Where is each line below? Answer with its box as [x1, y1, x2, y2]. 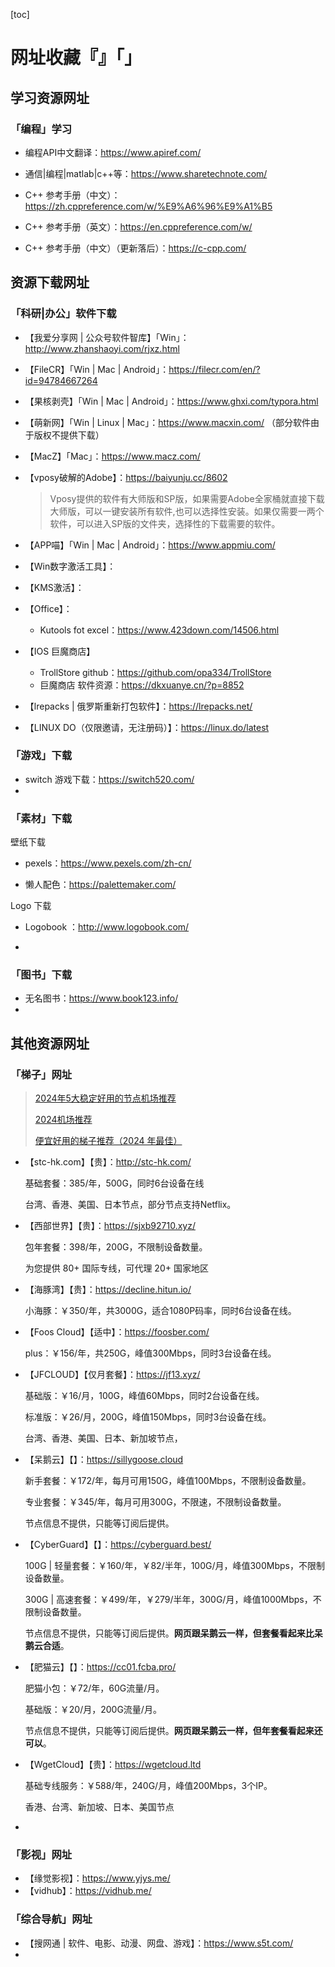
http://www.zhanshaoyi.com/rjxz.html [24, 342, 180, 354]
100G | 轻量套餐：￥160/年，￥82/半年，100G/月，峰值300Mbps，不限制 [24, 1560, 325, 1572]
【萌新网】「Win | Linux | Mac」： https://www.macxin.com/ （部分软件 [24, 416, 312, 428]
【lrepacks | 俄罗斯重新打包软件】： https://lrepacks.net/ [24, 700, 253, 712]
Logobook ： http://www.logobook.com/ [24, 921, 190, 933]
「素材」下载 [10, 811, 73, 825]
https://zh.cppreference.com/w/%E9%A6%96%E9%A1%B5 [24, 200, 273, 212]
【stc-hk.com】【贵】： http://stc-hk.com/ [24, 1156, 192, 1168]
